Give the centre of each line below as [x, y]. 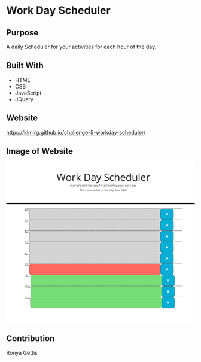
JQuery [24, 99]
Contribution [31, 338]
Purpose [22, 33]
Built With [25, 66]
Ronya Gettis [22, 352]
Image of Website [40, 151]
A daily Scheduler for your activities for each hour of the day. [81, 47]
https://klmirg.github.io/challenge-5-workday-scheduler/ [76, 132]
